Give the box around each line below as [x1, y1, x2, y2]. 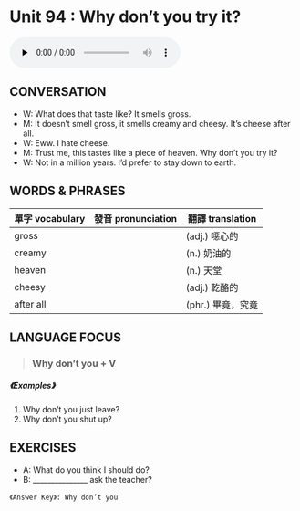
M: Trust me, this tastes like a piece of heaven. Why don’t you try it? [22, 147, 278, 158]
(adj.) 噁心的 [185, 230, 239, 243]
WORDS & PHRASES [9, 183, 126, 199]
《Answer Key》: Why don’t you [9, 493, 119, 502]
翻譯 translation [187, 212, 257, 224]
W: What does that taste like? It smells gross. [22, 108, 191, 120]
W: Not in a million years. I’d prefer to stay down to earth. [22, 157, 237, 168]
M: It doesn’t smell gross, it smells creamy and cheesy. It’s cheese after [22, 118, 291, 129]
